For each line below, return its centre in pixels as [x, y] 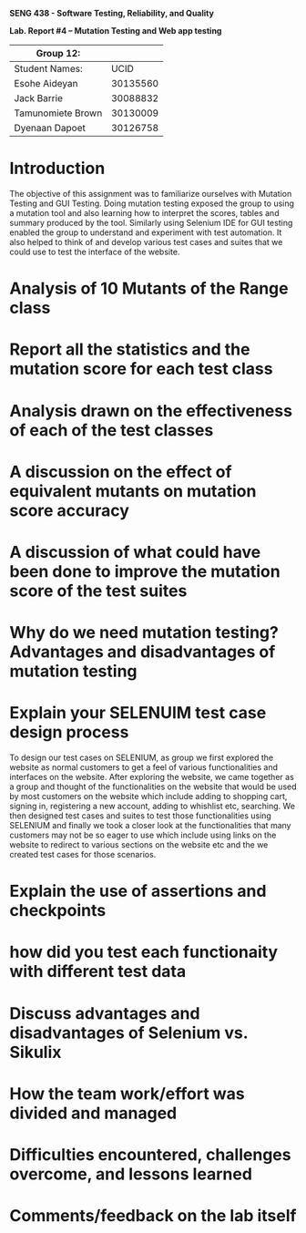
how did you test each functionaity [144, 952]
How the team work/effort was [127, 1094]
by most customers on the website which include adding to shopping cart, [148, 796]
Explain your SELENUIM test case [138, 713]
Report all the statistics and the [130, 349]
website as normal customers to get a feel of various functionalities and [143, 767]
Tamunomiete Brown [58, 113]
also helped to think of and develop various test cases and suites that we [146, 241]
